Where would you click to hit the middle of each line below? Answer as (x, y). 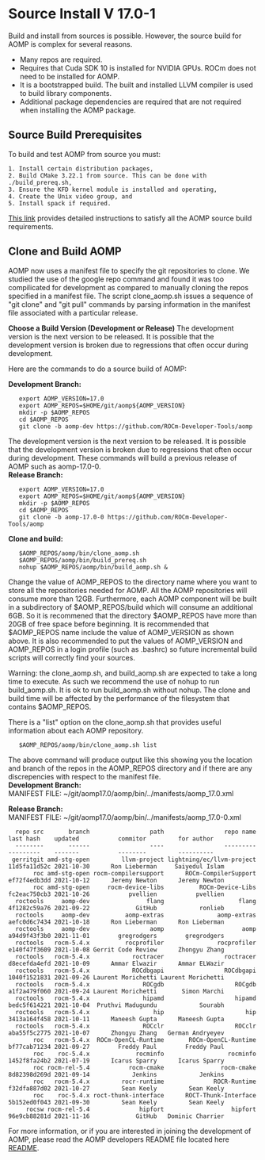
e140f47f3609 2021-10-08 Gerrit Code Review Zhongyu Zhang (116, 949)
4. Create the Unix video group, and (70, 196)
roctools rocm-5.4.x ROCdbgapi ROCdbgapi (136, 970)
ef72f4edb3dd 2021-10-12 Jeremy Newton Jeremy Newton (116, 880)
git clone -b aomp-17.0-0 (61, 517)
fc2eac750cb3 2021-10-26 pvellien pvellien (116, 894)
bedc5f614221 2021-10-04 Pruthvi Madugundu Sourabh (116, 1005)
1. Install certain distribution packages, (81, 168)
